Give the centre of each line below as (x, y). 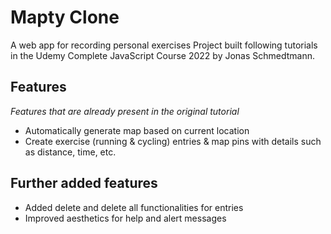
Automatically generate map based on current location (137, 130)
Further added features (84, 183)
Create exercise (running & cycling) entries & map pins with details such (173, 141)
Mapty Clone (65, 17)
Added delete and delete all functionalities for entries (134, 207)
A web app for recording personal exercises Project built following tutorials (164, 45)
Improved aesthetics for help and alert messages (125, 218)
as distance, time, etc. (70, 152)
